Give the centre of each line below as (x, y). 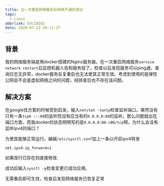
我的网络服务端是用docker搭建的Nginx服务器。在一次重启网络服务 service (80, 61)
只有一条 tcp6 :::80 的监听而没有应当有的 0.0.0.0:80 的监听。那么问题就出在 (81, 116)
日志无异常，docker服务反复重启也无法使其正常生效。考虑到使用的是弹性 (83, 74)
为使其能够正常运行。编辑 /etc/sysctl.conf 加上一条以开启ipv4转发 (73, 138)
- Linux (17, 19)
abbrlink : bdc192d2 (25, 23)
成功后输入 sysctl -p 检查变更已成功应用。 (48, 168)
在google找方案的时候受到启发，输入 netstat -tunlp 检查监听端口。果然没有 (82, 110)
